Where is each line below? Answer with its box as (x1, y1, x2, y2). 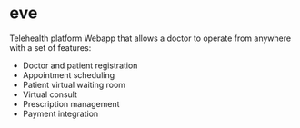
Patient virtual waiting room (22, 79, 125, 90)
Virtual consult (22, 89, 77, 100)
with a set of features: (9, 42, 92, 53)
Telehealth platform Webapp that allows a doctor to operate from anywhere (9, 33, 292, 44)
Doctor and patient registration (22, 60, 138, 71)
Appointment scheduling (22, 69, 115, 80)
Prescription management (22, 98, 120, 109)
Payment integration (22, 108, 99, 119)
